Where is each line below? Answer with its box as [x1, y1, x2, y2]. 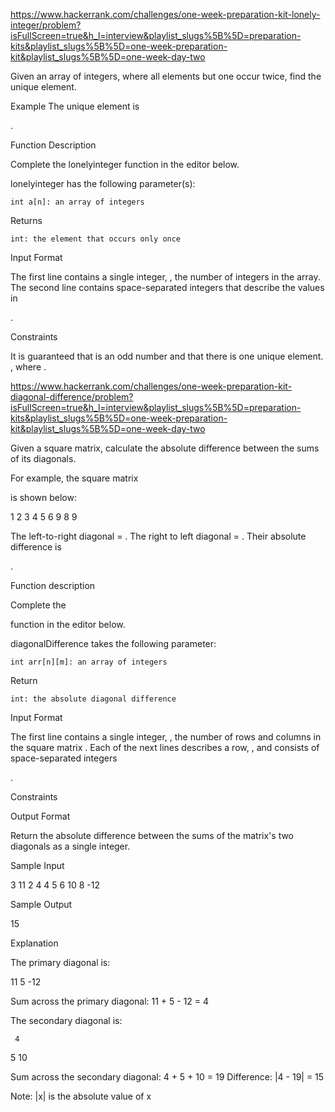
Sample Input [10, 860, 65, 871]
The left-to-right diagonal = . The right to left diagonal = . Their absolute [10, 530, 307, 542]
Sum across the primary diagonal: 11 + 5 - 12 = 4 [10, 995, 210, 1007]
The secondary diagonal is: [10, 1015, 123, 1026]
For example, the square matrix [10, 472, 139, 484]
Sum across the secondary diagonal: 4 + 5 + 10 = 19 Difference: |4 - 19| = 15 [10, 1071, 325, 1083]
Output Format [10, 810, 71, 822]
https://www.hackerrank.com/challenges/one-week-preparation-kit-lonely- [10, 9, 321, 20]
